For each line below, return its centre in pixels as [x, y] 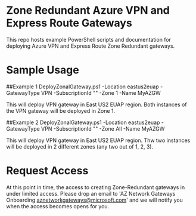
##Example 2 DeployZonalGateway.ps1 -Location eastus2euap [83, 122]
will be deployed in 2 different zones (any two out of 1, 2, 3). [80, 146]
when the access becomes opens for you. [58, 206]
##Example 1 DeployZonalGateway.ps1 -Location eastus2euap [83, 87]
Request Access [47, 171]
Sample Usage [43, 70]
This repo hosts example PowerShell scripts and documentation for [89, 39]
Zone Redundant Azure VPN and [88, 10]
